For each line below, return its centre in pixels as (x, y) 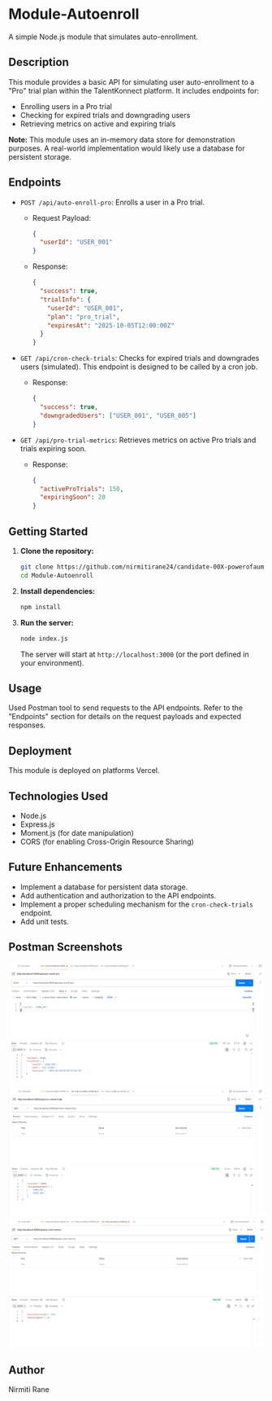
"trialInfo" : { (65, 299)
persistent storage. (40, 156)
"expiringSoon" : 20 (72, 498)
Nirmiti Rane (29, 1390)
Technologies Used (58, 796)
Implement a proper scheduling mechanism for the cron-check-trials (137, 904)
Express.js (37, 824)
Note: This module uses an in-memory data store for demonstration (122, 139)
